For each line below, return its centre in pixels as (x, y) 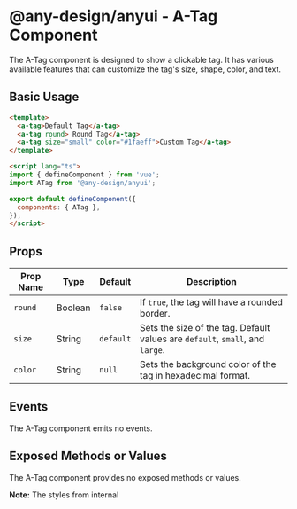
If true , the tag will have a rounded (211, 302)
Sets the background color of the (208, 364)
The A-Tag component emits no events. (81, 428)
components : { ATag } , (59, 207)
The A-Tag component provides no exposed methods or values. (125, 477)
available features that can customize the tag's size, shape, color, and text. (145, 69)
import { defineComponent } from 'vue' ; (85, 175)
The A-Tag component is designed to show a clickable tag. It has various (141, 59)
